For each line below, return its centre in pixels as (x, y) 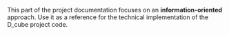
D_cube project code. (38, 24)
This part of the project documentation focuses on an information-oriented (115, 10)
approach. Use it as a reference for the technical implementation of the (108, 17)
